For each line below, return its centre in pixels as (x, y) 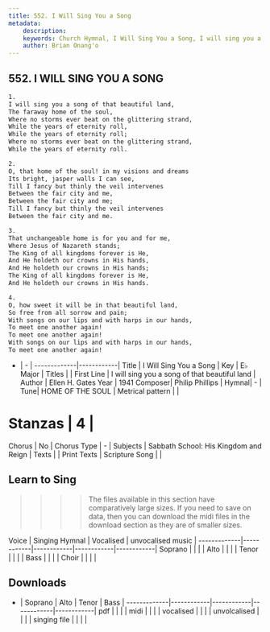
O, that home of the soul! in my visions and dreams (99, 171)
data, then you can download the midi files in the (169, 516)
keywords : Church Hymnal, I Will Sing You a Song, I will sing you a (142, 38)
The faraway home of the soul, (61, 112)
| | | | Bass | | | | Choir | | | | (52, 557)
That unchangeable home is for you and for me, (90, 238)
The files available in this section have (152, 499)
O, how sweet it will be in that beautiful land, (93, 305)
